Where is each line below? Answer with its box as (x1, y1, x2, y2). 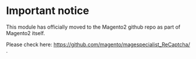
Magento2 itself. (6, 29, 46, 36)
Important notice (6, 4, 90, 18)
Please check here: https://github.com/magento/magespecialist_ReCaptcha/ (6, 41, 190, 48)
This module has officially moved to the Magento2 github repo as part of (6, 23, 181, 30)
